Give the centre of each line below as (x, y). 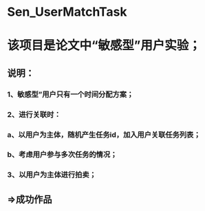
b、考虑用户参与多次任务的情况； (62, 155)
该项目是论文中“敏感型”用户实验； (104, 46)
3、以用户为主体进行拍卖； (52, 175)
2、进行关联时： (34, 114)
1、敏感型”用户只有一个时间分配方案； (71, 94)
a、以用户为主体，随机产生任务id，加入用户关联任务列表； (104, 135)
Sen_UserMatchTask (67, 12)
